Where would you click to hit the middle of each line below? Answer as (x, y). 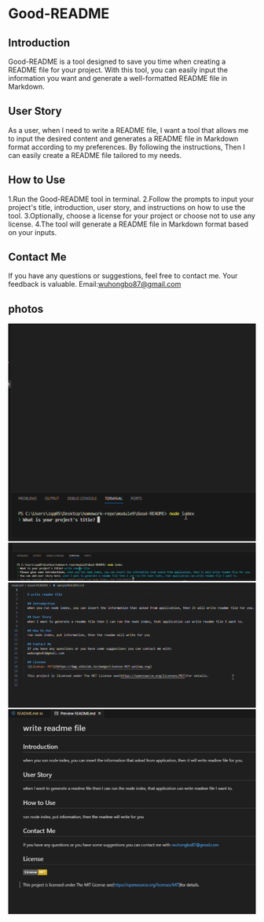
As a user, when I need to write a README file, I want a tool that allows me (128, 130)
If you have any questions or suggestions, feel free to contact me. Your (123, 276)
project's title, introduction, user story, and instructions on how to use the (127, 207)
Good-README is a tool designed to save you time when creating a (117, 61)
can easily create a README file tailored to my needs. (95, 155)
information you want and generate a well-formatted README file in (118, 78)
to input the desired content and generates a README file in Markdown (123, 138)
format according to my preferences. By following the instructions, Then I (126, 147)
